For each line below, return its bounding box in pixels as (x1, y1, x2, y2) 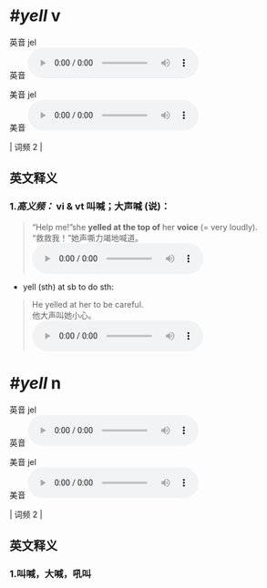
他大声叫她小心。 (31, 309, 97, 320)
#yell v (9, 5, 61, 26)
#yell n (9, 372, 62, 393)
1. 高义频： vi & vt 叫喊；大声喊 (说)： (9, 200, 170, 213)
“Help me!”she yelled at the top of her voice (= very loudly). (31, 221, 258, 232)
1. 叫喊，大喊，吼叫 (9, 567, 92, 580)
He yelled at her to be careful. (31, 299, 144, 309)
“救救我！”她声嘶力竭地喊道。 (31, 232, 144, 243)
